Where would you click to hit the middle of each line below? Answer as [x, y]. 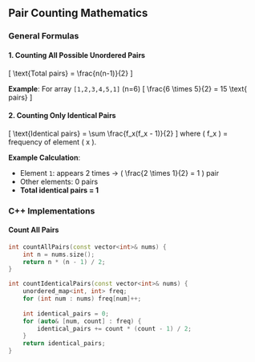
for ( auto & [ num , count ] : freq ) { [82, 321]
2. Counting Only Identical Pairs [62, 116]
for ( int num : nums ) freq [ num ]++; [82, 299]
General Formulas [44, 36]
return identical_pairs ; [64, 344]
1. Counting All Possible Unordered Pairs [77, 55]
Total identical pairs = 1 [59, 190]
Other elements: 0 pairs [59, 181]
